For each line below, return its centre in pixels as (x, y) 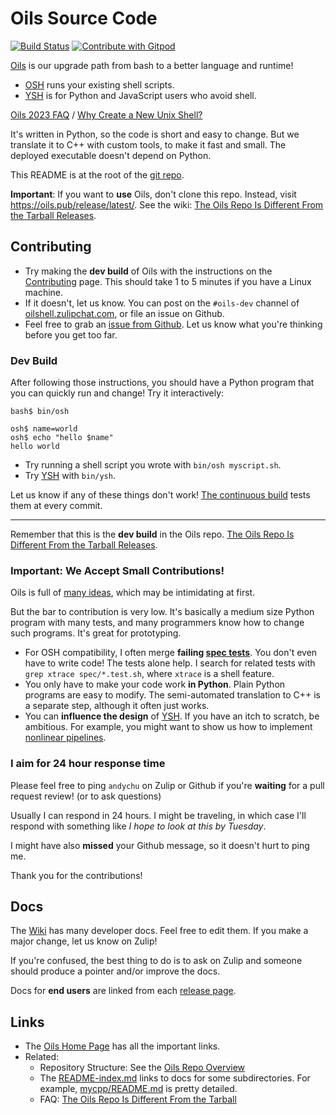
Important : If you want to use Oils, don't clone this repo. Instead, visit (153, 194)
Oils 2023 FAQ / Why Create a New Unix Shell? (106, 114)
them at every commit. (56, 506)
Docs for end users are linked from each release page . (123, 991)
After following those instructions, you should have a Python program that (162, 383)
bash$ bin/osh (40, 412)
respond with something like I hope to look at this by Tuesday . (138, 826)
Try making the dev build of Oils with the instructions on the (148, 271)
